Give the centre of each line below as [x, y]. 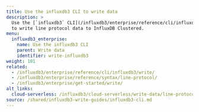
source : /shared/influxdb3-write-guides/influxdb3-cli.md [79, 100]
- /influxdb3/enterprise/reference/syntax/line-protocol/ [85, 78]
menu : [13, 34]
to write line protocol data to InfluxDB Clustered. [78, 28]
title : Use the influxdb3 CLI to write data [62, 12]
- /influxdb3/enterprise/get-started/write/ [67, 84]
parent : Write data [41, 50]
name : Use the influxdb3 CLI [53, 45]
